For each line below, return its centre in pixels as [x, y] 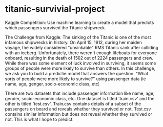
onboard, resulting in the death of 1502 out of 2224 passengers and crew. [79, 58]
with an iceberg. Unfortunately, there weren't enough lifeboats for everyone [81, 53]
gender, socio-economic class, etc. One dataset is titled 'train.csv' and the [80, 98]
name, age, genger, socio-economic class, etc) [52, 84]
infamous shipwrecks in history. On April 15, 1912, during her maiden [74, 42]
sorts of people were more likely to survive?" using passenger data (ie [76, 79]
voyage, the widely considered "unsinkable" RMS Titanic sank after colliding [82, 47]
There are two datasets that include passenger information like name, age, [80, 93]
